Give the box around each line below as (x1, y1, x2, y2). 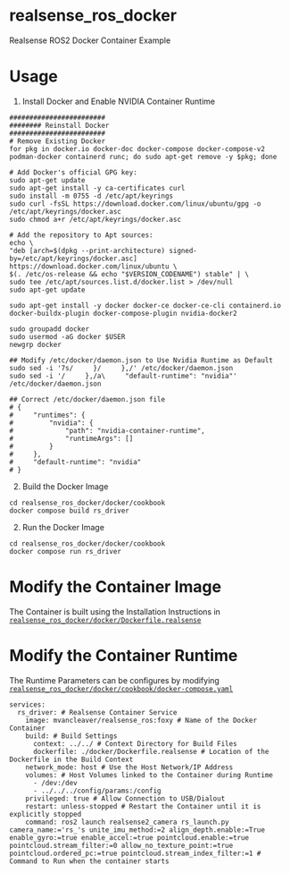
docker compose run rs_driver (9, 547, 122, 555)
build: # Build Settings (25, 731, 118, 741)
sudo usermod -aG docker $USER (9, 332, 126, 341)
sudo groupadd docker (9, 324, 90, 334)
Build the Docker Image (21, 480, 109, 492)
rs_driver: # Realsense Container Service (17, 708, 178, 716)
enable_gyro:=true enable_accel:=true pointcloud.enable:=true (9, 833, 250, 842)
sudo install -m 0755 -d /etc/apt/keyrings (9, 191, 174, 200)
